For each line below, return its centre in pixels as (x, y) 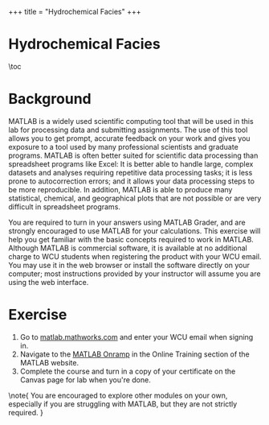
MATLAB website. (49, 362)
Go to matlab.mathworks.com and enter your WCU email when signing (137, 336)
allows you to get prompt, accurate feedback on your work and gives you (129, 138)
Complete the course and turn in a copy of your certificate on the (128, 371)
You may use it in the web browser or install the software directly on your (129, 265)
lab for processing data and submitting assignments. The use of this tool (128, 130)
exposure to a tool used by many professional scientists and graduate (123, 146)
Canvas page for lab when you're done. (85, 380)
